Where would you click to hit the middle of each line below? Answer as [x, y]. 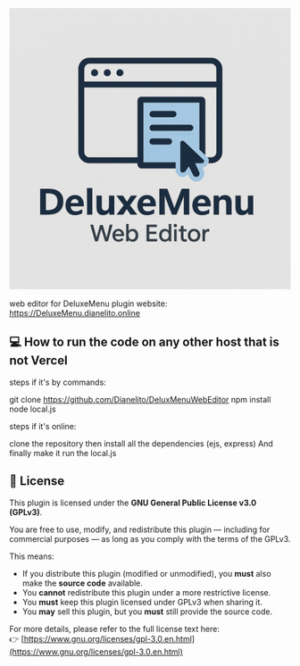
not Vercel [39, 361]
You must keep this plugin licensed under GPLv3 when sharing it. [142, 602]
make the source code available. [82, 583]
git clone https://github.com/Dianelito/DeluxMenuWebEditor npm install [140, 399]
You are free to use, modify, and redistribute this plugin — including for [140, 529]
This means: [32, 556]
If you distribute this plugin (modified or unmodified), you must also [146, 573]
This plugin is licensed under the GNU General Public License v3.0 [133, 503]
